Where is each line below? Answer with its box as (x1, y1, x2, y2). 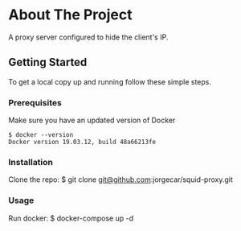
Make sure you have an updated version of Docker (8, 115, 176, 126)
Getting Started (8, 56, 88, 69)
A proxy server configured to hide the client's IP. (8, 32, 169, 42)
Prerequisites (8, 97, 62, 108)
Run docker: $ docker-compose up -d (8, 213, 134, 223)
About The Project (8, 6, 133, 24)
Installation (8, 156, 54, 167)
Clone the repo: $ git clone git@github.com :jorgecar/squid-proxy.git (8, 175, 233, 184)
